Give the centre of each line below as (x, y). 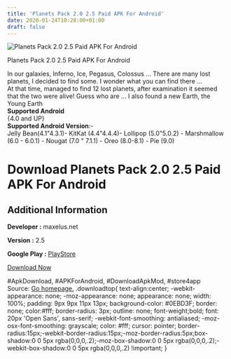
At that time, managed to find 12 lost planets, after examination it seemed (112, 89)
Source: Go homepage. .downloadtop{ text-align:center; (88, 289)
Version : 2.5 (26, 241)
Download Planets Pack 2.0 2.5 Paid (114, 169)
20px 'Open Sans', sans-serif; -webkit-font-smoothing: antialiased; (104, 318)
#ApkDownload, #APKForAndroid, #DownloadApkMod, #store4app (104, 281)
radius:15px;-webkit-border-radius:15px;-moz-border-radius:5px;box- (108, 333)
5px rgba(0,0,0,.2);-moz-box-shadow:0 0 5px (108, 341)
